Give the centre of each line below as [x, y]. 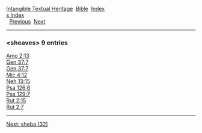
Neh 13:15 [18, 81]
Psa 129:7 [18, 94]
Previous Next [27, 21]
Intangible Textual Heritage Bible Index [56, 9]
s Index [15, 15]
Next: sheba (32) [27, 124]
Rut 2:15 [16, 101]
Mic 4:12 [17, 75]
